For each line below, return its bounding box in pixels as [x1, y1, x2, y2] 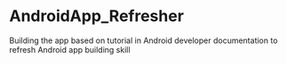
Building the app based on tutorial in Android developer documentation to [9, 35, 278, 46]
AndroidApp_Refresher [9, 6, 185, 26]
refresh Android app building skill [9, 44, 131, 54]
